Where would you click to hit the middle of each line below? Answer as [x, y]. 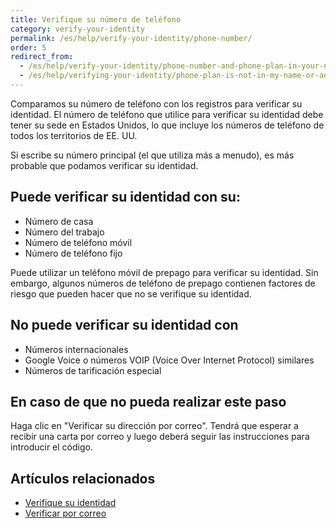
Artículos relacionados [83, 478]
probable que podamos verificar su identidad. [104, 165]
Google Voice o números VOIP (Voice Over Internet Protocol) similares [169, 360]
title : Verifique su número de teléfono [96, 19]
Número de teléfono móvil [78, 242]
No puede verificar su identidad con [124, 325]
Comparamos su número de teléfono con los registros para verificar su [156, 103]
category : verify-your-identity [77, 29]
